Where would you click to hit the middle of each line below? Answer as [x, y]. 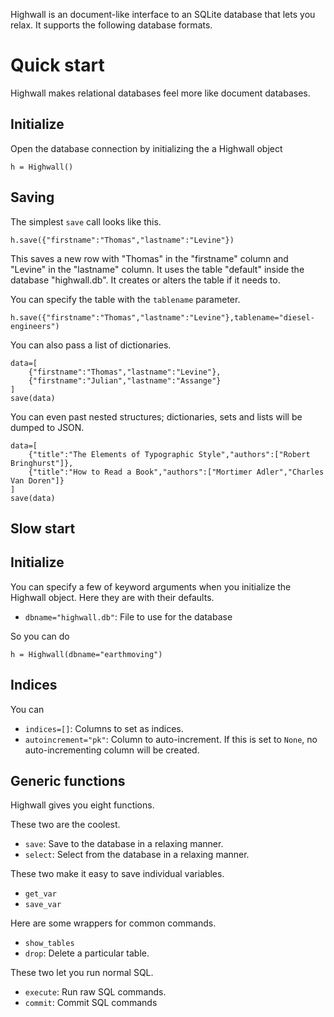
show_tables [49, 944]
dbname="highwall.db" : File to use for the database [128, 616]
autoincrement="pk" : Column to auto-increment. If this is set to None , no [171, 739]
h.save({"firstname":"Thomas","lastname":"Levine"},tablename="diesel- [162, 317]
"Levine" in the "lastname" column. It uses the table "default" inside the [157, 269]
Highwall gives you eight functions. [82, 805]
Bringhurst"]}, [42, 463]
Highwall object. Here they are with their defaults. [112, 597]
